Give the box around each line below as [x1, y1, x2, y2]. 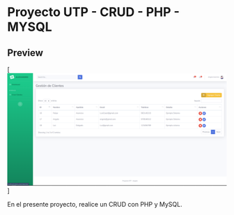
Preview [7, 47, 44, 59]
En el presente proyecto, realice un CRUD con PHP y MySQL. [7, 200, 182, 208]
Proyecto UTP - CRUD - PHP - [7, 4, 180, 20]
